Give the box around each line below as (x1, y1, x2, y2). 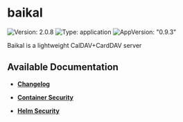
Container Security (17, 93, 74, 101)
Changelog (17, 80, 51, 88)
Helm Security (17, 106, 60, 115)
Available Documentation (7, 61, 119, 73)
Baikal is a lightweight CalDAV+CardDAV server (7, 41, 142, 49)
